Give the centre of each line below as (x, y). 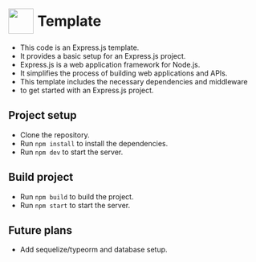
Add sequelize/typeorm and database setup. (93, 250)
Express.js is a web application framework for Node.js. (110, 64)
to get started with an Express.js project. (87, 90)
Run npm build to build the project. (77, 196)
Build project (41, 177)
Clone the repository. (55, 135)
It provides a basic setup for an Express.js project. (103, 55)
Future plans (40, 230)
